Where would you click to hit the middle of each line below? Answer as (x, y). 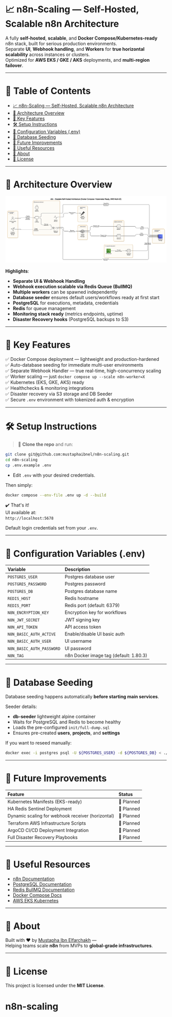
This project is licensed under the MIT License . (55, 986)
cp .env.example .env (28, 465)
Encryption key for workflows (96, 612)
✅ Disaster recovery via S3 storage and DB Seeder (59, 394)
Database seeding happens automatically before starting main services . (82, 697)
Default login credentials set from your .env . (52, 528)
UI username (78, 641)
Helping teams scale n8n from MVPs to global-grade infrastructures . (79, 946)
